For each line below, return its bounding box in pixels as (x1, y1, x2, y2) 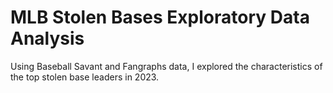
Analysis (10, 27, 85, 50)
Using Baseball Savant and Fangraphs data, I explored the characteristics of (10, 60, 323, 72)
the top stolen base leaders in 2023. (10, 71, 160, 83)
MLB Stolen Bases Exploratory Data (10, 6, 310, 29)
